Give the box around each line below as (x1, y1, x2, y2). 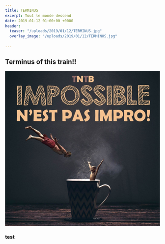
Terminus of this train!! (5, 58, 77, 66)
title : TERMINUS (5, 8, 38, 13)
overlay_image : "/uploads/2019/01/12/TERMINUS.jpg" (9, 34, 118, 39)
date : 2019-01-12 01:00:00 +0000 (5, 18, 74, 23)
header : (5, 24, 21, 28)
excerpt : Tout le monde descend (5, 13, 71, 18)
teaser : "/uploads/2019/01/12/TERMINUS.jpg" (9, 28, 102, 34)
